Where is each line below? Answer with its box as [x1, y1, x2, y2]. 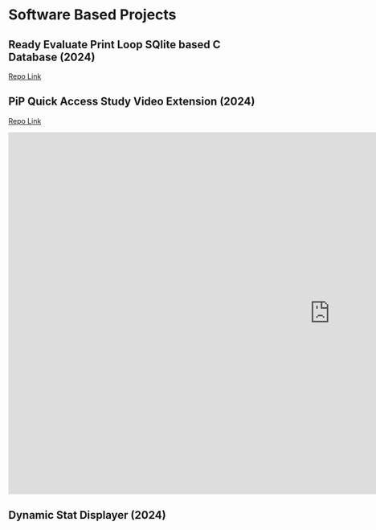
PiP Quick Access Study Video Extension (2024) [8, 95, 255, 109]
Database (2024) [8, 50, 96, 64]
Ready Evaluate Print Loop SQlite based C [8, 38, 221, 51]
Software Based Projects [8, 6, 177, 24]
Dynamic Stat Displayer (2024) [8, 508, 166, 522]
